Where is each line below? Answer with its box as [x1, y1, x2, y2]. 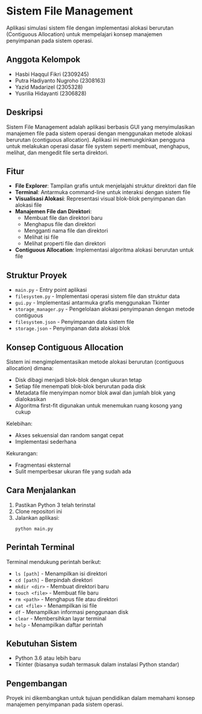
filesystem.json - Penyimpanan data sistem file [14, 318, 134, 326]
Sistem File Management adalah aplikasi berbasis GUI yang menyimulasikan [6, 123, 195, 130]
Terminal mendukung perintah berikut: [6, 558, 101, 565]
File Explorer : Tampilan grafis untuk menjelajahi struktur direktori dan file [14, 182, 197, 189]
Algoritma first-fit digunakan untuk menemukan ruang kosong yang [14, 402, 183, 409]
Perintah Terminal [6, 542, 75, 552]
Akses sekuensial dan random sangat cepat [14, 432, 124, 438]
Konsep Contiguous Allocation [6, 342, 124, 352]
